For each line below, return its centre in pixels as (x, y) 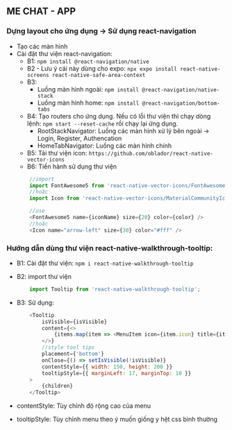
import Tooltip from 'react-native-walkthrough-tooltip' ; (115, 289)
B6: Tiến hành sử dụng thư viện (72, 166)
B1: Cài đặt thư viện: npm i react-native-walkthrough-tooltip (105, 263)
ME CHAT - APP (41, 11)
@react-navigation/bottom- (181, 103)
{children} (58, 386)
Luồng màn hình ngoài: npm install (88, 89)
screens (38, 75)
